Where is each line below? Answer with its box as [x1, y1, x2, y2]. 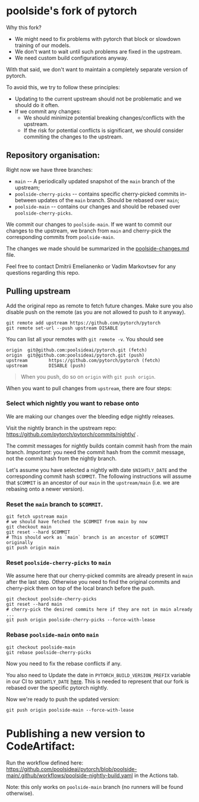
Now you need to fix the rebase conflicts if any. [6, 660, 122, 667]
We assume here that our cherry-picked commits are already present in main [6, 572, 193, 579]
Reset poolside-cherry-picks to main [6, 559, 112, 567]
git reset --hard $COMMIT [6, 529, 70, 536]
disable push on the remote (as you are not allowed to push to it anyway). [6, 308, 186, 316]
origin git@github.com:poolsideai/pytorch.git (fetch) [6, 347, 147, 353]
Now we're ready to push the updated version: [6, 696, 120, 703]
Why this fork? [6, 24, 42, 31]
